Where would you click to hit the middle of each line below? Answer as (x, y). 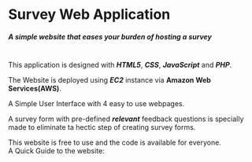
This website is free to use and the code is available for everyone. (115, 142)
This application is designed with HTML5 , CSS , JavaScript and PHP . (120, 65)
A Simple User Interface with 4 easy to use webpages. (96, 104)
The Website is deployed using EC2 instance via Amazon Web (109, 80)
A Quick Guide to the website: (56, 151)
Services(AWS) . (35, 89)
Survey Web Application (89, 15)
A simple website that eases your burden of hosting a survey (110, 36)
